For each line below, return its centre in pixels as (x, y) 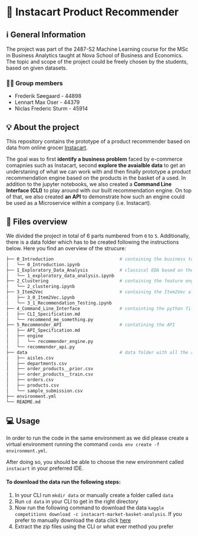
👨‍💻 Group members (34, 83)
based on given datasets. (37, 68)
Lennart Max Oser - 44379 (47, 102)
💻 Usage (23, 421)
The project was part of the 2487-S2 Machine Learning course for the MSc (97, 49)
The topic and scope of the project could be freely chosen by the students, (97, 62)
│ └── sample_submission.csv (44, 391)
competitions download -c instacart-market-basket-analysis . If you (98, 514)
